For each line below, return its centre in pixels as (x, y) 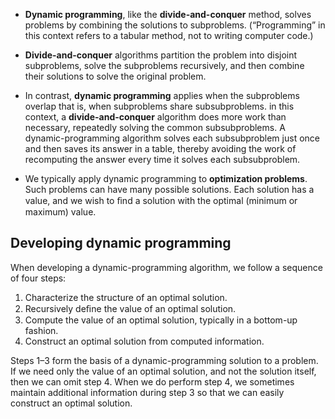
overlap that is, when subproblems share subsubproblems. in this (159, 106)
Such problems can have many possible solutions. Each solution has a (169, 189)
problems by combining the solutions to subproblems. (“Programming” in (175, 25)
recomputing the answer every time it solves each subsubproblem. (162, 159)
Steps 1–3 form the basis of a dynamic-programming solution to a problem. (164, 360)
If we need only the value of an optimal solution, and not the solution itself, (163, 371)
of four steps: (38, 278)
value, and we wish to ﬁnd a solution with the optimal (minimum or (161, 200)
